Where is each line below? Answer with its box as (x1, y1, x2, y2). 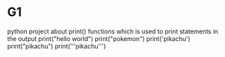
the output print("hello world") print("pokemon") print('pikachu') (7, 34, 191, 42)
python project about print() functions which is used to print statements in (7, 27, 219, 35)
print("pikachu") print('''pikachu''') (7, 42, 106, 50)
